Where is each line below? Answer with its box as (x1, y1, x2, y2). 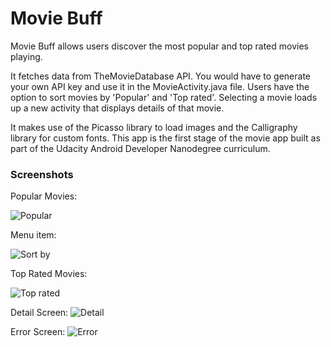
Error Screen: (10, 326, 66, 338)
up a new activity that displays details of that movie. (10, 102, 225, 114)
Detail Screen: (10, 307, 69, 319)
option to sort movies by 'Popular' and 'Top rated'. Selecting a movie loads (10, 91, 318, 103)
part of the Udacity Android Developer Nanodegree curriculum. (10, 142, 271, 154)
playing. (10, 50, 43, 62)
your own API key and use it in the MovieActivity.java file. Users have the (10, 80, 310, 92)
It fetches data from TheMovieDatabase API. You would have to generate (10, 70, 311, 82)
